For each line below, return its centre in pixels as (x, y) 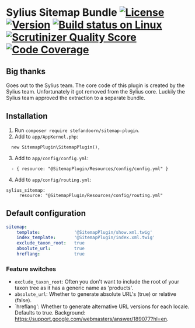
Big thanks (26, 71)
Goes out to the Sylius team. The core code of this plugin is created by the (95, 85)
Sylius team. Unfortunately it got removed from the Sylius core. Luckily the (95, 92)
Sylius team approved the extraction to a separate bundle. (76, 98)
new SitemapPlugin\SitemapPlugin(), (56, 147)
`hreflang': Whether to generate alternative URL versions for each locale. (102, 306)
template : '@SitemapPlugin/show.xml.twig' (85, 232)
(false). (23, 301)
